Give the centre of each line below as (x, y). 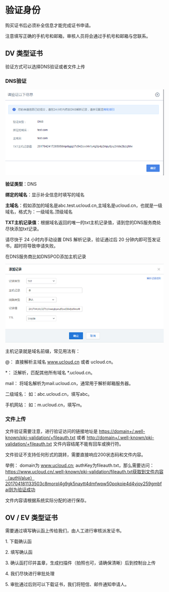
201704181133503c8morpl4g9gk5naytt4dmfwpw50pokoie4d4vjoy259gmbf (83, 483)
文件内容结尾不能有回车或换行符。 (89, 444)
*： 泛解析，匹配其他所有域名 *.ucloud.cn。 (50, 373)
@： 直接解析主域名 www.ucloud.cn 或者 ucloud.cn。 (61, 362)
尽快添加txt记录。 (23, 229)
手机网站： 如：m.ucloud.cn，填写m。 (45, 405)
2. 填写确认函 (19, 552)
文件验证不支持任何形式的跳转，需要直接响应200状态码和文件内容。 (75, 454)
